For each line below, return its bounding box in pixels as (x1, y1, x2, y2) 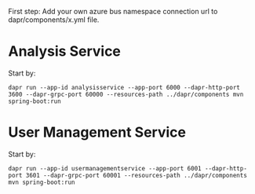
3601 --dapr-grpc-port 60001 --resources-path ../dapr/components (25, 171, 247, 179)
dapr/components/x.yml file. (8, 15, 100, 24)
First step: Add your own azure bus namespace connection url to (8, 7, 218, 16)
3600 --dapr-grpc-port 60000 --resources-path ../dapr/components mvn (8, 90, 244, 98)
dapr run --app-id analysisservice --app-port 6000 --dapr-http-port (8, 83, 241, 91)
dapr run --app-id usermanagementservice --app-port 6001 (8, 164, 202, 172)
